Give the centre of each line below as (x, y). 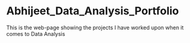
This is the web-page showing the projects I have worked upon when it (95, 27)
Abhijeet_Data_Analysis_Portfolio (93, 11)
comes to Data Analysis (36, 33)
